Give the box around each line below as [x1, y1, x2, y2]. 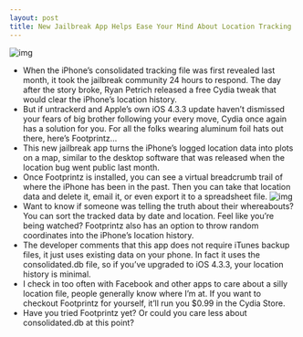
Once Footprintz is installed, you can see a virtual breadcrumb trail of [22, 171, 283, 183]
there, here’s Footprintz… [22, 132, 118, 143]
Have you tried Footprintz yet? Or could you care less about [22, 307, 247, 318]
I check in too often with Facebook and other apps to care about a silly [22, 278, 288, 289]
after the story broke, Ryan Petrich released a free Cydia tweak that [22, 84, 277, 95]
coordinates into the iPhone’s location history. [22, 229, 194, 240]
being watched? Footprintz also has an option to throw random [22, 220, 259, 231]
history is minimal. [22, 269, 91, 279]
